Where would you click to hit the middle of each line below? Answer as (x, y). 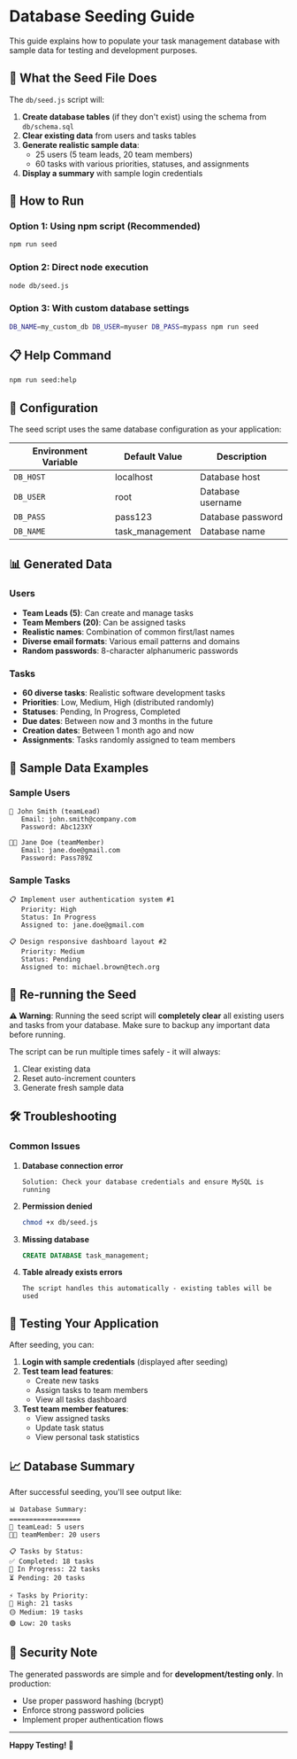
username (221, 502)
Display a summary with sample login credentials (112, 173)
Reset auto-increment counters (79, 1078)
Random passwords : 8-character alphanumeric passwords (130, 650)
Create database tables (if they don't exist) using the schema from (144, 116)
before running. (38, 1034)
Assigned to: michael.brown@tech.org (91, 968)
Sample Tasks (40, 880)
